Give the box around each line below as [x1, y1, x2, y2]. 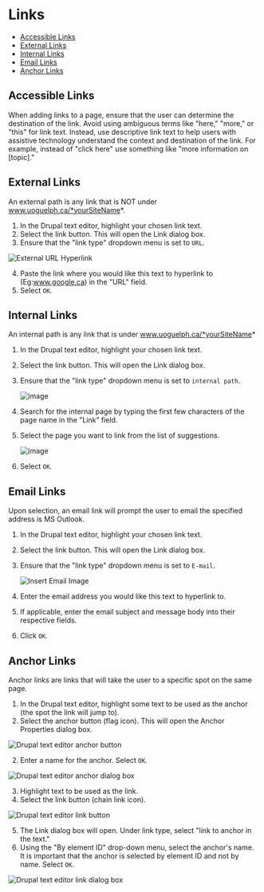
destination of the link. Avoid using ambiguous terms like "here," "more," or [8, 118, 254, 128]
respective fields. [19, 615, 77, 625]
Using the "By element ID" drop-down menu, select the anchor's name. [19, 843, 254, 852]
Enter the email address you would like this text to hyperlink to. [19, 591, 227, 601]
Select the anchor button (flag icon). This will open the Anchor [19, 716, 225, 725]
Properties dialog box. [19, 725, 93, 734]
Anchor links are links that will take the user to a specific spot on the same [8, 675, 253, 685]
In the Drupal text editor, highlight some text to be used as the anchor [19, 699, 248, 709]
